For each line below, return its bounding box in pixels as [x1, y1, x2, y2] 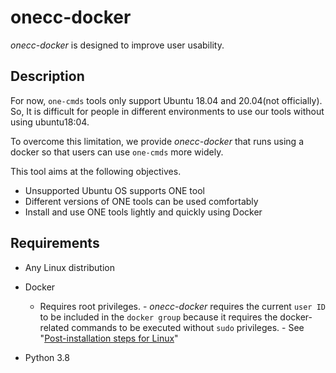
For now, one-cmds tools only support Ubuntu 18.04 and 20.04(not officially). [10, 94, 323, 106]
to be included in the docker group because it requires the [39, 311, 278, 323]
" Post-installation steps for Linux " [39, 332, 179, 344]
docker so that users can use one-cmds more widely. [10, 146, 224, 158]
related [39, 321, 70, 333]
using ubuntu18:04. [10, 116, 90, 128]
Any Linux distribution [24, 261, 115, 273]
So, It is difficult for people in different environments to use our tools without [10, 105, 325, 117]
